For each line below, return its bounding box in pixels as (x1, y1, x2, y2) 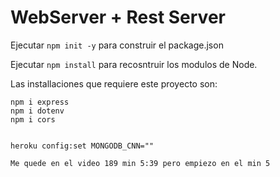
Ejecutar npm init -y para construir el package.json (10, 39, 224, 51)
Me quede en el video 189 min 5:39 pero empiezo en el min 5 (10, 158, 271, 168)
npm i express (10, 97, 70, 107)
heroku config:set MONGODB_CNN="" (10, 141, 155, 151)
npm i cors (10, 114, 56, 125)
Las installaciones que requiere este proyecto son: (10, 77, 218, 90)
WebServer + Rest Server (10, 6, 226, 29)
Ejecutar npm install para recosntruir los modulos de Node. (10, 58, 258, 70)
